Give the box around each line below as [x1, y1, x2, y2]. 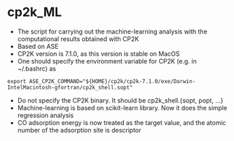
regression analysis [17, 111, 74, 119]
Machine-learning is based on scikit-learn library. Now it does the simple [17, 103, 228, 112]
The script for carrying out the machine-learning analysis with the [17, 27, 208, 36]
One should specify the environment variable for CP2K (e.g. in [17, 57, 198, 65]
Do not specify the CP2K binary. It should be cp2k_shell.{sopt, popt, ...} [17, 96, 223, 105]
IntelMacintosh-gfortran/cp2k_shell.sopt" [7, 84, 133, 91]
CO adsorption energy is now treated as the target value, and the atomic [17, 118, 226, 126]
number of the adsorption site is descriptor [17, 126, 142, 134]
